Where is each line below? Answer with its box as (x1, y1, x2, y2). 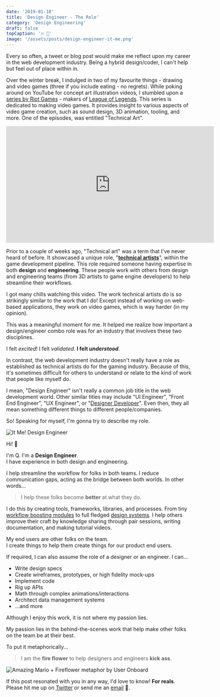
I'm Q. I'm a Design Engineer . (6, 452, 79, 459)
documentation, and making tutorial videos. (6, 524, 113, 531)
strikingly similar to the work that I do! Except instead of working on (6, 297, 171, 304)
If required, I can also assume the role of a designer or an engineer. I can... (6, 554, 189, 560)
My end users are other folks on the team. (6, 536, 109, 542)
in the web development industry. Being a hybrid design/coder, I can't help (6, 59, 189, 66)
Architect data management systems (14, 596, 105, 603)
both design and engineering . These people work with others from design (6, 267, 189, 273)
